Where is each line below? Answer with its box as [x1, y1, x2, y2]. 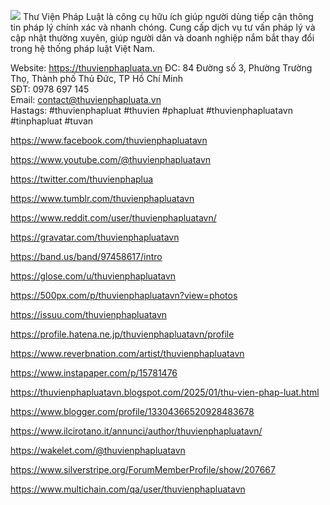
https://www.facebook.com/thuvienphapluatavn [10, 135, 208, 146]
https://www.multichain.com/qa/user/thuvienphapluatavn [10, 483, 246, 495]
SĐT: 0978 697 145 [10, 83, 90, 95]
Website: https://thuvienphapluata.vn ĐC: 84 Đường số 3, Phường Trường [10, 62, 313, 74]
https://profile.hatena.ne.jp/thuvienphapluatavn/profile [10, 328, 235, 340]
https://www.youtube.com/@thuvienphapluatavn [10, 154, 212, 165]
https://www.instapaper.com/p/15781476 [10, 367, 178, 379]
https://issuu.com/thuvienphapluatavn [10, 309, 168, 320]
